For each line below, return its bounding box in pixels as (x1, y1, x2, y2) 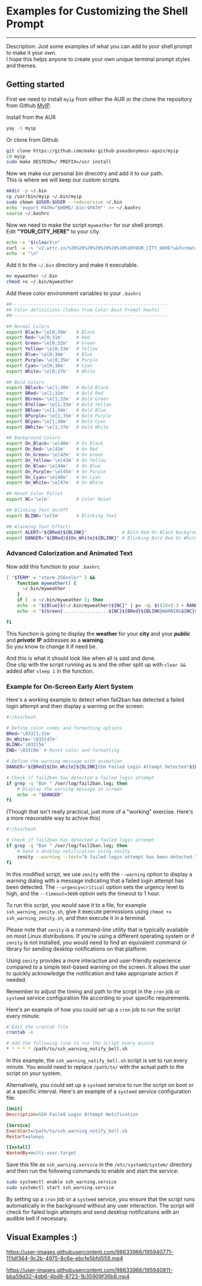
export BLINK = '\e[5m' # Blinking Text (6, 513, 117, 519)
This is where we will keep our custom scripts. (6, 176, 121, 183)
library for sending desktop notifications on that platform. (6, 945, 148, 952)
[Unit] (6, 1106, 23, 1112)
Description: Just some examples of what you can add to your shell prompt (6, 42, 192, 49)
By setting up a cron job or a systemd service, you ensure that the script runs (6, 1196, 195, 1203)
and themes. (6, 62, 37, 69)
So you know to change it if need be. (6, 642, 97, 650)
